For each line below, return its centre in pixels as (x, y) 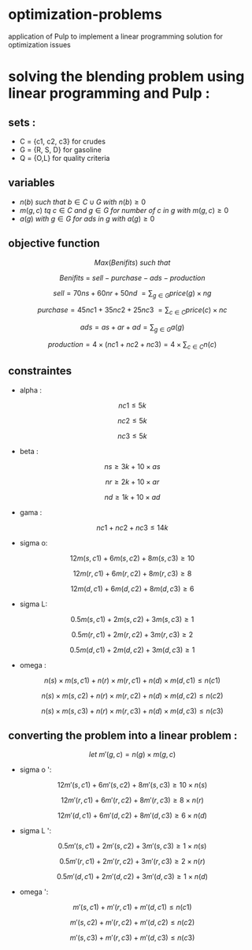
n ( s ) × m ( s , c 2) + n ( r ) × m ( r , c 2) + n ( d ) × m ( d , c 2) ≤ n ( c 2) (132, 695)
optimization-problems (85, 15)
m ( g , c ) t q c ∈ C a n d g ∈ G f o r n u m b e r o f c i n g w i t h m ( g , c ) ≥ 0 (124, 210)
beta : (29, 451)
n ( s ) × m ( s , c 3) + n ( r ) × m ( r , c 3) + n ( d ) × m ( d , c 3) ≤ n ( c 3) (132, 710)
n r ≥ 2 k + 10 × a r (132, 482)
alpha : (30, 390)
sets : (22, 123)
